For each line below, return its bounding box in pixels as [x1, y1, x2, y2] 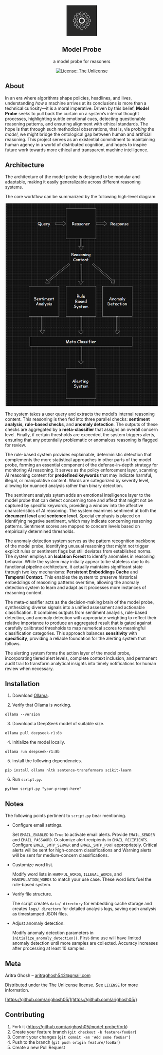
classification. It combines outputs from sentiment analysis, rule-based [5, 609, 147, 615]
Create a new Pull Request [12, 1044, 66, 1050]
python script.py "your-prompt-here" [5, 787, 82, 791]
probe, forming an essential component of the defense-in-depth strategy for [5, 462, 158, 467]
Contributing [5, 1011, 45, 1019]
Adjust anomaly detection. [12, 920, 65, 926]
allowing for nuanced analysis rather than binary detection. [5, 483, 123, 488]
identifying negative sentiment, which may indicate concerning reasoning [5, 518, 152, 524]
